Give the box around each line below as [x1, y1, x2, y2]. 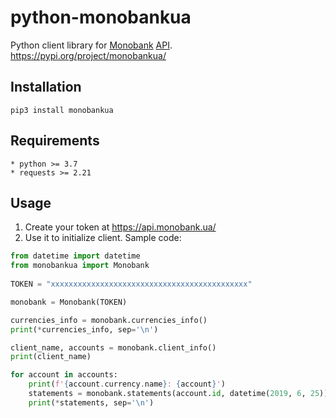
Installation [10, 79, 82, 96]
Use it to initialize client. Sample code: [24, 232, 182, 244]
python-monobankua [10, 6, 192, 29]
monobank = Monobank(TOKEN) [10, 297, 128, 307]
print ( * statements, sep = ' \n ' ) [28, 397, 155, 408]
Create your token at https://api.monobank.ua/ [24, 221, 217, 233]
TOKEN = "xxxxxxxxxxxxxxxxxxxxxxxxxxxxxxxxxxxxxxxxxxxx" [10, 279, 253, 289]
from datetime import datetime [10, 251, 141, 261]
